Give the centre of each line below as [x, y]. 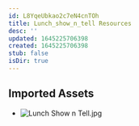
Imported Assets [51, 94]
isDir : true [28, 61]
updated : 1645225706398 [48, 38]
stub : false [28, 53]
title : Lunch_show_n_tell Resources [70, 23]
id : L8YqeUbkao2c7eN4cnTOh [54, 16]
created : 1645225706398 [48, 46]
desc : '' [23, 31]
